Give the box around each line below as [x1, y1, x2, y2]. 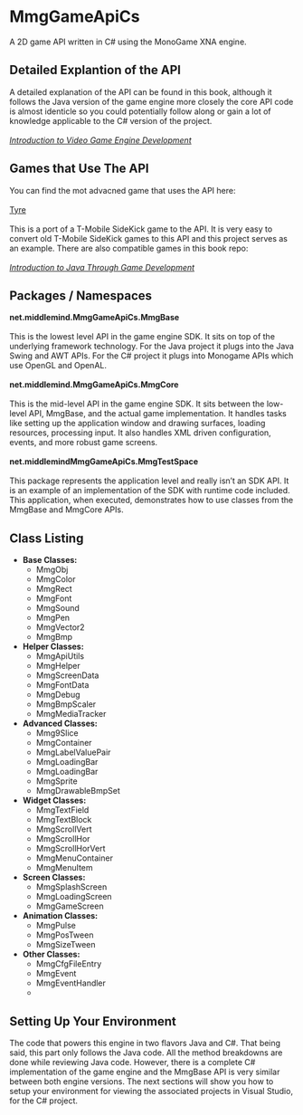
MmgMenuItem [35, 862, 93, 873]
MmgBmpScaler [35, 699, 97, 710]
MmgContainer [35, 738, 92, 748]
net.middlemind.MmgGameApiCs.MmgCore [9, 379, 179, 390]
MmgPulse [35, 920, 77, 931]
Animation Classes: [22, 910, 99, 921]
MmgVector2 [35, 622, 85, 633]
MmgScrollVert [35, 824, 92, 834]
